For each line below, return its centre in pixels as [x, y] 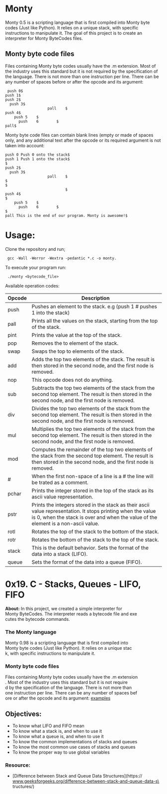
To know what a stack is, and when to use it [57, 731]
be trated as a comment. [60, 482]
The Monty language [31, 632]
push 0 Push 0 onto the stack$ [38, 155]
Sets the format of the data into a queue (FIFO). [87, 562]
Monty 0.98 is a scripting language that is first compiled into [67, 643]
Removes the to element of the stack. [75, 343]
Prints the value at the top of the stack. [77, 335]
